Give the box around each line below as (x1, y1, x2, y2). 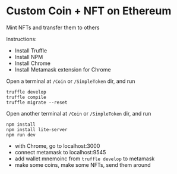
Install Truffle (14, 46, 48, 54)
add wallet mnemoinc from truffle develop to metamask (14, 155, 155, 162)
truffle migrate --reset (6, 100, 68, 105)
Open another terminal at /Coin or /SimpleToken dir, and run (6, 110, 151, 117)
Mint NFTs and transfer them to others (6, 24, 100, 31)
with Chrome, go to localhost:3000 (14, 142, 100, 150)
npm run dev (6, 132, 36, 138)
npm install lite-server (6, 126, 68, 132)
